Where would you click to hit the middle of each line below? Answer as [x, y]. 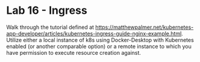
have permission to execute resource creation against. [74, 52]
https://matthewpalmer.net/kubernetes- [145, 27]
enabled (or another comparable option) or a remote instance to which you [99, 46]
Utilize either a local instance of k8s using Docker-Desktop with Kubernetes [100, 40]
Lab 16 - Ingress [47, 11]
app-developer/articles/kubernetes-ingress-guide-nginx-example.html [94, 33]
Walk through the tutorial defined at [50, 27]
